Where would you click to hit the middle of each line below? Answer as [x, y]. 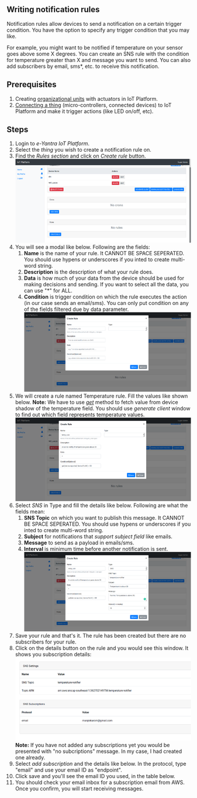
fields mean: [30, 511]
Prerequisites [32, 85]
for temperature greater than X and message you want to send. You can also [99, 60]
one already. [30, 758]
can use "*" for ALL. [48, 291]
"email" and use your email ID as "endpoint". [68, 770]
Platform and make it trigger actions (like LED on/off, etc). [84, 111]
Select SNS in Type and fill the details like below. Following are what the [101, 505]
